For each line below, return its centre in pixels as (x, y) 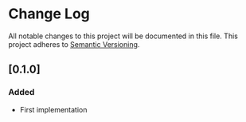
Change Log (49, 14)
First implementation (53, 109)
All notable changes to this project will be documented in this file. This (123, 36)
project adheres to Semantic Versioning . (74, 44)
